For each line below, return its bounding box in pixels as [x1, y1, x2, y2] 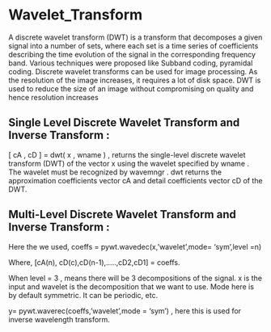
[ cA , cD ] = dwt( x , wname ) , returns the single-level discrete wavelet [8, 149, 246, 159]
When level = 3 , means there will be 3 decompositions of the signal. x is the [8, 273, 263, 283]
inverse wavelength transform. [8, 314, 111, 324]
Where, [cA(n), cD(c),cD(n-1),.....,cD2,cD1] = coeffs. [8, 257, 180, 267]
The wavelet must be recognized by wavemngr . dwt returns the [8, 167, 222, 177]
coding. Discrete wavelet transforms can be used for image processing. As [8, 66, 258, 76]
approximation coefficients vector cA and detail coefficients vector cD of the [8, 175, 263, 185]
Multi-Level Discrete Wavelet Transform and [8, 208, 236, 221]
